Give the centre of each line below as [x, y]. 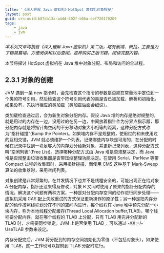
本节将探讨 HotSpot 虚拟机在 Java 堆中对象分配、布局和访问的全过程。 [76, 63]
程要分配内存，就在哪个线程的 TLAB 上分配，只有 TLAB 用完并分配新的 [76, 217]
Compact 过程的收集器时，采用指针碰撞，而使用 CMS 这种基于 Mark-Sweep [82, 164]
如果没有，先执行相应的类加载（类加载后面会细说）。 [57, 105]
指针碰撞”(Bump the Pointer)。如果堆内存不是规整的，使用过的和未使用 [82, 133]
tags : [10, 23]
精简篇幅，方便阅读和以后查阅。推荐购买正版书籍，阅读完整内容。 [75, 53]
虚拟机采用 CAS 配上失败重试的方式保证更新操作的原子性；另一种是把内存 [79, 198]
